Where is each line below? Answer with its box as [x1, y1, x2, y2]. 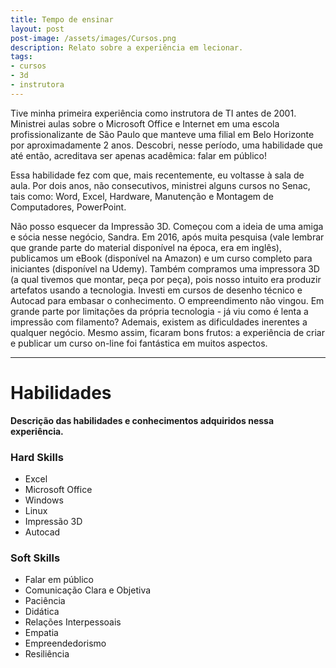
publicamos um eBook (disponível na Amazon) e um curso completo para [10, 252, 313, 264]
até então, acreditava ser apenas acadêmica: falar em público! [10, 149, 267, 161]
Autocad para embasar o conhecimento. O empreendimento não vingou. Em [10, 294, 325, 306]
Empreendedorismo [24, 637, 107, 650]
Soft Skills [10, 551, 61, 565]
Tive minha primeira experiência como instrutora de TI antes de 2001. [10, 107, 297, 119]
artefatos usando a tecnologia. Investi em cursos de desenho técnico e [10, 284, 303, 296]
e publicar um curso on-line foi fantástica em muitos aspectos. [10, 337, 268, 349]
